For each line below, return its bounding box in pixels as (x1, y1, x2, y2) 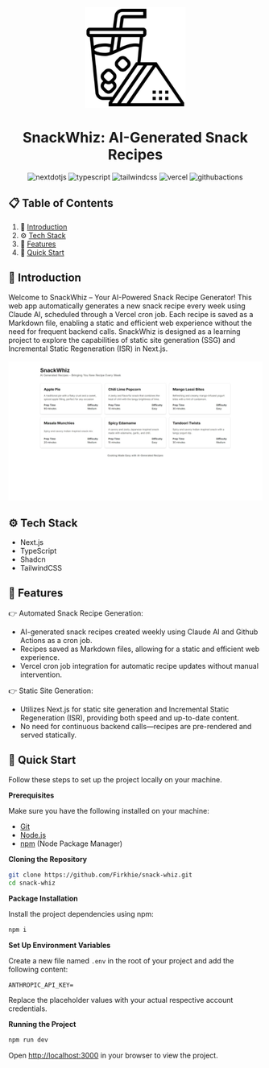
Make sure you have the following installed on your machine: (8, 806, 209, 815)
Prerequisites (8, 790, 55, 800)
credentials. (8, 1004, 48, 1013)
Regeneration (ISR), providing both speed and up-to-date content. (19, 712, 240, 723)
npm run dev (8, 1036, 48, 1045)
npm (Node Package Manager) (19, 839, 123, 848)
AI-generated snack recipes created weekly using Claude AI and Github (19, 627, 259, 637)
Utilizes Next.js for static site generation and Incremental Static (19, 704, 230, 714)
